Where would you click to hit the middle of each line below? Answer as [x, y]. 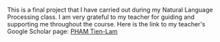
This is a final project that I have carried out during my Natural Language [110, 10]
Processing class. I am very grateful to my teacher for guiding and [101, 17]
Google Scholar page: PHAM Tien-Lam [62, 31]
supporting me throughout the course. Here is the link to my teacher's [106, 24]
